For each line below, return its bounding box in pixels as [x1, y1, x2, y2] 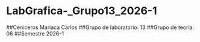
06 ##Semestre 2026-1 [6, 30, 64, 37]
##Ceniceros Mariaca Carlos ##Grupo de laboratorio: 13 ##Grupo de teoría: [6, 24, 195, 31]
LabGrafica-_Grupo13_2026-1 [6, 4, 158, 18]
